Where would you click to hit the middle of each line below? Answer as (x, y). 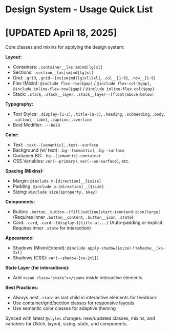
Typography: (19, 104)
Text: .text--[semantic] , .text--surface (55, 145)
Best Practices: (22, 287)
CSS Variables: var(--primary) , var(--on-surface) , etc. (71, 161)
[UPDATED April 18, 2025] (61, 33)
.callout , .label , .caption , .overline (52, 119)
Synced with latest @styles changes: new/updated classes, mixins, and (80, 318)
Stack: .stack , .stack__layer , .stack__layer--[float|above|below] (83, 94)
